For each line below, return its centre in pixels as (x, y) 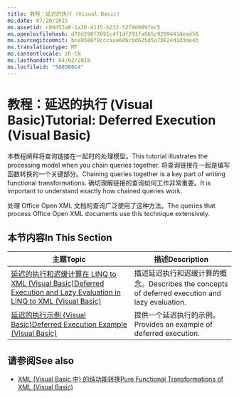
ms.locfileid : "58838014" (46, 67)
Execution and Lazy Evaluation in (66, 292)
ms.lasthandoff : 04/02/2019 (49, 61)
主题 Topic (69, 260)
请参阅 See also (41, 361)
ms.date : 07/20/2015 (38, 21)
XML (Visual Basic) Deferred (58, 284)
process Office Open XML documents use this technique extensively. (109, 213)
